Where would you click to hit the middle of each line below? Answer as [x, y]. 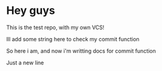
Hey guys [31, 11]
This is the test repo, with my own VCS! [56, 27]
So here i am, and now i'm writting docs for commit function [81, 51]
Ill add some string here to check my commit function [73, 39]
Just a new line [25, 63]
